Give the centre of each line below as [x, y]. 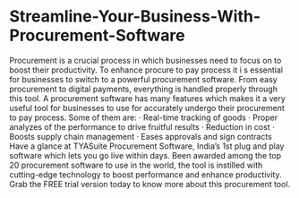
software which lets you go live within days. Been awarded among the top [145, 155]
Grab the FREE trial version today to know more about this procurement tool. [150, 184]
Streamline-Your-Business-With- [135, 17]
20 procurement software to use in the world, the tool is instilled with [136, 165]
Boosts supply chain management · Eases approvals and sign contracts [141, 136]
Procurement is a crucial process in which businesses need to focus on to [145, 60]
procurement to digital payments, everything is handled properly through [143, 89]
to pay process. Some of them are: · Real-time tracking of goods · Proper [144, 117]
